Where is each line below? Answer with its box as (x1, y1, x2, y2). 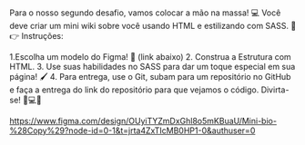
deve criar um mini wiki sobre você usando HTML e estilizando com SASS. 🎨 (9, 21, 297, 31)
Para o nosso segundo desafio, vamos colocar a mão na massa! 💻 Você (9, 7, 281, 18)
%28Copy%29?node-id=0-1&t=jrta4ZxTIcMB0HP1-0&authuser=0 (9, 125, 256, 136)
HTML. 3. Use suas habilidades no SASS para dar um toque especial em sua (9, 62, 296, 72)
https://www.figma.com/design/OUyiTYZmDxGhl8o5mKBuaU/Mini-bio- (9, 116, 278, 126)
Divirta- (260, 84, 290, 95)
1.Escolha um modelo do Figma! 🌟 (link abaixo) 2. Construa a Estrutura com (9, 52, 291, 62)
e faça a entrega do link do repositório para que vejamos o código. (9, 84, 259, 95)
